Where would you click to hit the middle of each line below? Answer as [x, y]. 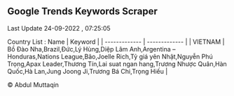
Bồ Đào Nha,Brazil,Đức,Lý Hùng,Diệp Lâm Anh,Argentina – [92, 49]
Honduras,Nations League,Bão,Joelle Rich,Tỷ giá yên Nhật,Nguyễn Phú [110, 56]
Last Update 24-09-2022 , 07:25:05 [59, 28]
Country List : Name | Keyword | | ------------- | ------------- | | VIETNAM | [116, 42]
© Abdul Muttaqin [33, 85]
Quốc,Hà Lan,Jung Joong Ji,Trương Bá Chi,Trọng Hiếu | [88, 71]
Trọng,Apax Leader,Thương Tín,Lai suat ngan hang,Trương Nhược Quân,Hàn [117, 64]
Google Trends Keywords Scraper [82, 11]
